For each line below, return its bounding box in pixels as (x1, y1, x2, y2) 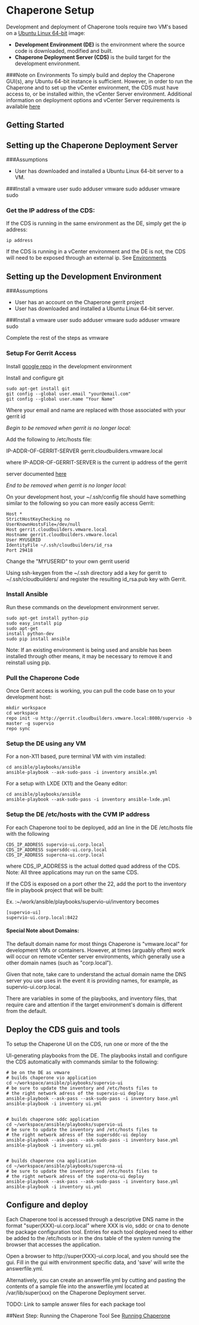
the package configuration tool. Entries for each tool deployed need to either (6, 1228, 193, 1235)
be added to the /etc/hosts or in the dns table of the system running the (6, 1234, 181, 1241)
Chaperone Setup (6, 4, 95, 17)
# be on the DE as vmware (6, 1069, 70, 1075)
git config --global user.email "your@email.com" (6, 391, 131, 397)
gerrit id (6, 413, 25, 420)
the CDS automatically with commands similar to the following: (6, 1058, 159, 1065)
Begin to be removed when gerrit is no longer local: (6, 424, 131, 431)
